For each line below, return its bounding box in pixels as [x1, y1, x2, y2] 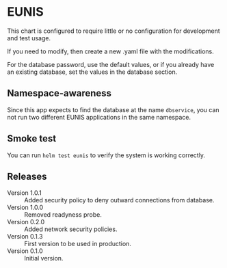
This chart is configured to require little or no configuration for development [7, 27, 220, 35]
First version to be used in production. [24, 240, 132, 248]
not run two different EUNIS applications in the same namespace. [7, 113, 191, 121]
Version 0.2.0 [7, 218, 45, 226]
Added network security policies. [24, 225, 118, 233]
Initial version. [24, 254, 64, 263]
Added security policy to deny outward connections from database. [24, 196, 215, 204]
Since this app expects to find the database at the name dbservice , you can [7, 105, 220, 113]
